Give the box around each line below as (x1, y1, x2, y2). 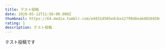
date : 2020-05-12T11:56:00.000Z (5, 12, 71, 16)
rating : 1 (5, 20, 26, 26)
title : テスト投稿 (5, 7, 39, 12)
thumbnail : (5, 16, 27, 21)
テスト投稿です (5, 39, 35, 45)
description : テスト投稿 (5, 25, 53, 30)
